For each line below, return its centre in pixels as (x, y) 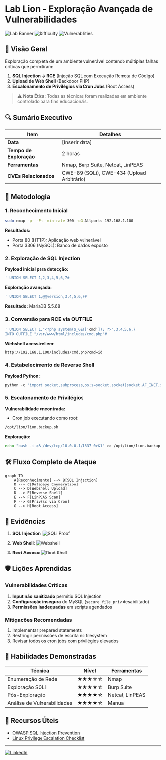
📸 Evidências (25, 521)
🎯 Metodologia (28, 196)
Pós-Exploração (27, 695)
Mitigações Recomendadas (39, 620)
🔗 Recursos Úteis (32, 721)
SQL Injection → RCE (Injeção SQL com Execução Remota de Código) (83, 76)
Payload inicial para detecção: (37, 269)
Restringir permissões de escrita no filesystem (60, 636)
